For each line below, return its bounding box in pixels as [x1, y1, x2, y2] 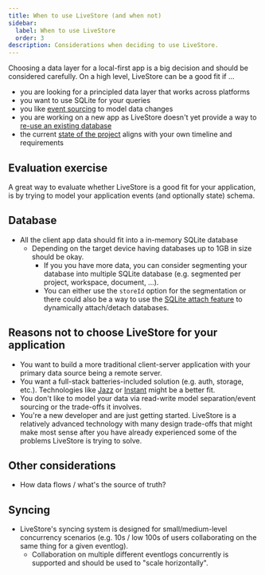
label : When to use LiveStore [15, 26, 115, 34]
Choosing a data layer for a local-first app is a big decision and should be [8, 63, 249, 73]
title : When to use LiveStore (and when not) [8, 11, 162, 20]
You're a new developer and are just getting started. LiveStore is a [19, 410, 237, 419]
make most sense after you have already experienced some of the [19, 427, 237, 437]
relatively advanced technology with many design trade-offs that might [19, 419, 253, 428]
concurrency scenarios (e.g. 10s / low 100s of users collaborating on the [19, 533, 257, 542]
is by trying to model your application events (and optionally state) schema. [8, 191, 255, 200]
